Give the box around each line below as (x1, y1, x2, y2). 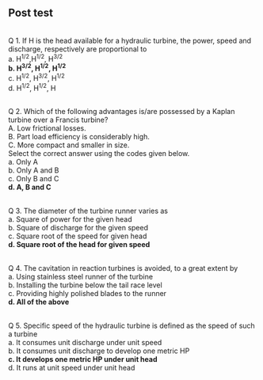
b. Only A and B (8, 165, 59, 175)
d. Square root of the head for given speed (8, 240, 151, 249)
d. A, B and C (8, 182, 51, 192)
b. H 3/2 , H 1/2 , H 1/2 (8, 63, 67, 74)
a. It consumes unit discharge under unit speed (8, 338, 162, 348)
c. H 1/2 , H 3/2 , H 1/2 (8, 72, 65, 82)
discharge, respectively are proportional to (8, 44, 147, 54)
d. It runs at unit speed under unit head (8, 363, 135, 373)
